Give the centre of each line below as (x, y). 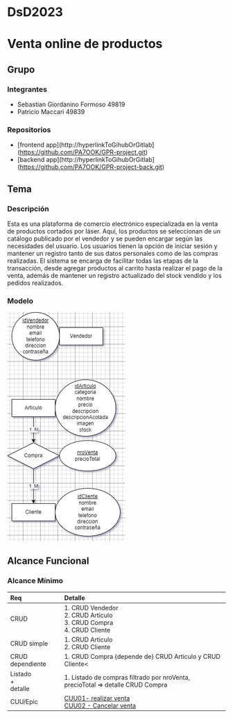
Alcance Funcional (48, 561)
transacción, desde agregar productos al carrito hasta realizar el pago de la (115, 268)
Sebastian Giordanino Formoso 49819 (71, 104)
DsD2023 (35, 12)
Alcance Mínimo (35, 580)
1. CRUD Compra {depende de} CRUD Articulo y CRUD (142, 657)
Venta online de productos (85, 44)
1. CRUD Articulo (88, 639)
